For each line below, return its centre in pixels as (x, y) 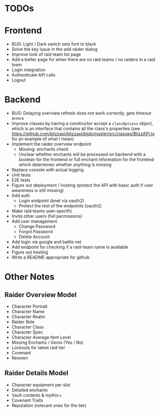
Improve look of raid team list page (46, 54)
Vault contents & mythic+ (36, 395)
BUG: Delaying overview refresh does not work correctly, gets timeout (81, 113)
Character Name (28, 312)
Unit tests (21, 175)
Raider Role (23, 322)
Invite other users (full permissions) (47, 216)
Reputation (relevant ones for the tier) (49, 405)
